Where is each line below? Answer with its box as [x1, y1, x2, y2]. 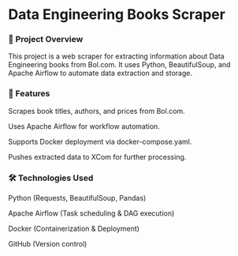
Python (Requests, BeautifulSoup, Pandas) [8, 194, 147, 203]
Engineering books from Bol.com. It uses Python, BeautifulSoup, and [8, 60, 231, 70]
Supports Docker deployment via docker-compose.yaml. [8, 137, 192, 146]
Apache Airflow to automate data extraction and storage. [8, 69, 193, 78]
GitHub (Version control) [8, 239, 87, 249]
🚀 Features [8, 88, 50, 100]
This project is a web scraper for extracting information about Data [8, 51, 225, 61]
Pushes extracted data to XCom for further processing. [8, 152, 187, 161]
